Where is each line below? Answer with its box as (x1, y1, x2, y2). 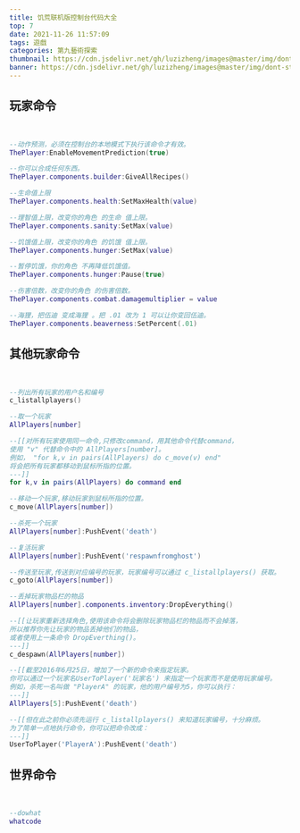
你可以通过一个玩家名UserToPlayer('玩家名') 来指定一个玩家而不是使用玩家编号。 (9, 674, 277, 684)
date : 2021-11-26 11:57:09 (9, 29, 110, 38)
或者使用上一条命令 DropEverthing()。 (9, 633, 140, 642)
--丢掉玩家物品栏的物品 (9, 592, 85, 602)
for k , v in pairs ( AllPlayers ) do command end (9, 478, 182, 487)
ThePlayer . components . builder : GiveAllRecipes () (9, 172, 190, 181)
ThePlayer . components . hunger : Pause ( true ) (9, 270, 166, 280)
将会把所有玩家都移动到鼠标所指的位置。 (9, 461, 136, 470)
